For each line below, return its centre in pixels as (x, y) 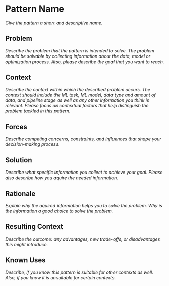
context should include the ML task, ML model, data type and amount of (80, 95)
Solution (19, 160)
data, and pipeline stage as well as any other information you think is (77, 100)
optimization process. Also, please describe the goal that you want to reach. (85, 62)
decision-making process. (32, 144)
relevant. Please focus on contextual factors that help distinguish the (77, 105)
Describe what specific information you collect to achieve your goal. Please (84, 173)
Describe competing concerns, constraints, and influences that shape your (83, 139)
